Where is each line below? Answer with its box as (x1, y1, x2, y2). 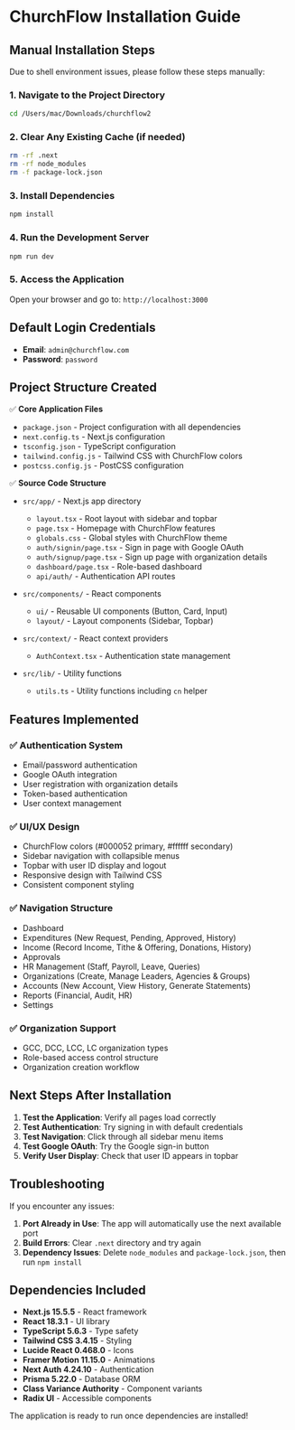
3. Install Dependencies (9, 190, 115, 202)
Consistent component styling (22, 880, 134, 890)
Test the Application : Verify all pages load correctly (22, 1112, 217, 1123)
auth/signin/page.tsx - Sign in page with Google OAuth (35, 542, 244, 553)
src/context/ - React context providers (22, 633, 169, 644)
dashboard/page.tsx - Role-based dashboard (35, 561, 203, 572)
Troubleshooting (9, 1177, 106, 1192)
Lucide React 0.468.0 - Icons (22, 1345, 134, 1356)
